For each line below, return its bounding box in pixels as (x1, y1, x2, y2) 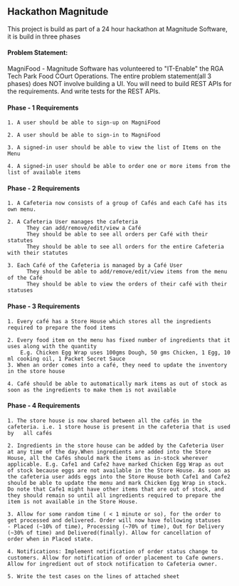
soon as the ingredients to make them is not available (7, 386, 176, 394)
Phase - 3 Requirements (7, 302, 80, 310)
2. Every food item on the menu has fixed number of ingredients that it (7, 336, 231, 344)
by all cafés (7, 429, 53, 436)
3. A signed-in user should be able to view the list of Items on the (7, 144, 221, 152)
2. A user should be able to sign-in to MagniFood (7, 132, 161, 139)
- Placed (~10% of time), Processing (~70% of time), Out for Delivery (7, 523, 224, 530)
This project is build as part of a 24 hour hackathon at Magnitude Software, (7, 24, 228, 33)
